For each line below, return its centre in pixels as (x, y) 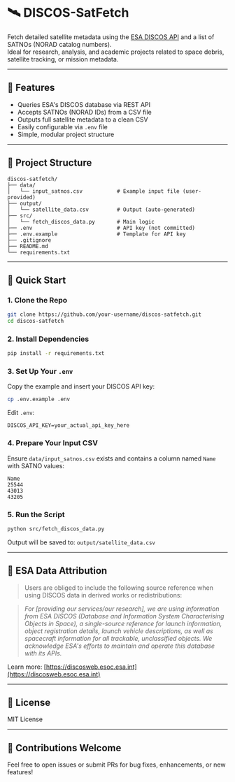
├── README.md (28, 246)
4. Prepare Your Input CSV (52, 443)
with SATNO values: (36, 465)
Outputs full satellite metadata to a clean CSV (83, 120)
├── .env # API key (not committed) (101, 228)
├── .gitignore (29, 240)
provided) (22, 197)
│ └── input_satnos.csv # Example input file (93, 191)
